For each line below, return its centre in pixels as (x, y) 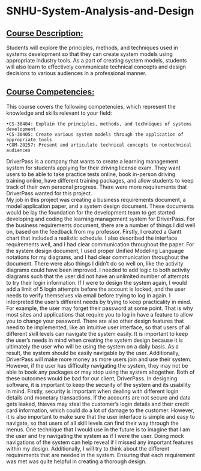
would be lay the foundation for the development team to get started (91, 212)
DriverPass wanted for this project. (49, 193)
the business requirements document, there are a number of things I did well (101, 225)
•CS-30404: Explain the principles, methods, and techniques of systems (99, 124)
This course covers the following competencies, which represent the (91, 106)
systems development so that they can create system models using (89, 54)
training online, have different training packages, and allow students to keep (100, 180)
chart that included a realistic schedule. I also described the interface (92, 238)
